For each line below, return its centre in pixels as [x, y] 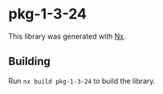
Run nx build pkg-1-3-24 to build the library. [82, 80]
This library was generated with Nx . [67, 36]
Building [29, 61]
